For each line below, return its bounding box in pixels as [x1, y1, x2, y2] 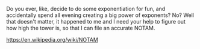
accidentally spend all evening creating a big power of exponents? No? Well [6, 11, 195, 19]
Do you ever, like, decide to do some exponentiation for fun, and [6, 5, 166, 12]
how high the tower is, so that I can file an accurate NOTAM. [6, 24, 155, 31]
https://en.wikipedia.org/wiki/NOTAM [6, 36, 98, 43]
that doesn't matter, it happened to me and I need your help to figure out [6, 18, 186, 25]
